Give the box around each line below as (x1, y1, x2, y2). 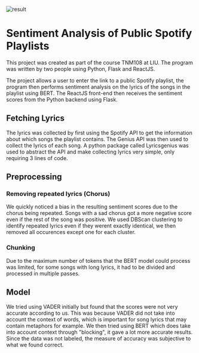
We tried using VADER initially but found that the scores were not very (6, 303, 178, 310)
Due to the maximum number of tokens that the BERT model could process (6, 257, 191, 264)
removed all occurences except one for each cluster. (6, 229, 136, 236)
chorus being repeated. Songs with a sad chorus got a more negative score (6, 210, 192, 217)
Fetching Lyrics (6, 113, 65, 124)
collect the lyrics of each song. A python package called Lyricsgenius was (6, 142, 189, 149)
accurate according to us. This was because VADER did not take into (6, 309, 175, 317)
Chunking (6, 244, 36, 252)
